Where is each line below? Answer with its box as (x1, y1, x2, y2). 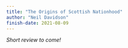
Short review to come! (6, 37, 62, 44)
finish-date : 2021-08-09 (6, 20, 69, 26)
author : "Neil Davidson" (6, 14, 69, 20)
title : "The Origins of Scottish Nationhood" (6, 8, 123, 15)
